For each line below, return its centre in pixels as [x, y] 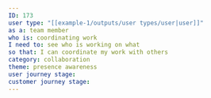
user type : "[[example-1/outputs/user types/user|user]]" [106, 23]
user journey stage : [42, 74]
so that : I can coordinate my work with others [88, 52]
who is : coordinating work [53, 38]
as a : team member [38, 30]
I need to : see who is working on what [74, 45]
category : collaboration [49, 60]
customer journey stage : [49, 81]
